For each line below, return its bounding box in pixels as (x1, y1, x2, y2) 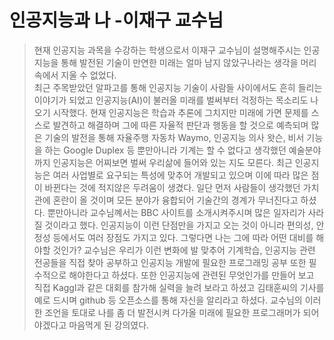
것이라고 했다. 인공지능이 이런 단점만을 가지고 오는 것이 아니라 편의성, (44, 219, 314, 231)
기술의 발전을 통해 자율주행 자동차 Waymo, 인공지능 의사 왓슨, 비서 (44, 131, 305, 143)
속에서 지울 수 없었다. (33, 69, 117, 81)
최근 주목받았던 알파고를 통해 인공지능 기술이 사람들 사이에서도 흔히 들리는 (33, 81, 323, 93)
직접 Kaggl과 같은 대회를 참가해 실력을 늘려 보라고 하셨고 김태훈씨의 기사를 (33, 281, 325, 293)
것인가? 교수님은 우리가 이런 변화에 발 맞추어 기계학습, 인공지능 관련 (52, 244, 316, 256)
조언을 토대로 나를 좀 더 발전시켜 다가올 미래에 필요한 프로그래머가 (44, 306, 301, 318)
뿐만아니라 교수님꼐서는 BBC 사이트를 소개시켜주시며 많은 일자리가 (47, 206, 306, 218)
